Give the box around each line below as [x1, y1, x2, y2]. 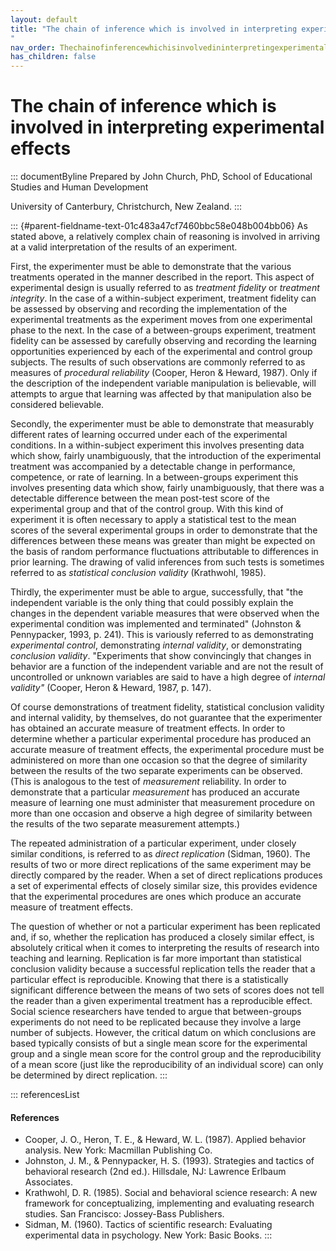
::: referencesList [10, 1089, 80, 1101]
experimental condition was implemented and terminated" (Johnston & [10, 618, 302, 630]
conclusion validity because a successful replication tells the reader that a [10, 963, 316, 975]
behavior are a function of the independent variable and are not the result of [10, 661, 324, 673]
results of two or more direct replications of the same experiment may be [10, 859, 312, 871]
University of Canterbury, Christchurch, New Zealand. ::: [10, 201, 243, 213]
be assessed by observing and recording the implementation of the [10, 303, 288, 315]
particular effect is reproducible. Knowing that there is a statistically [10, 974, 289, 986]
